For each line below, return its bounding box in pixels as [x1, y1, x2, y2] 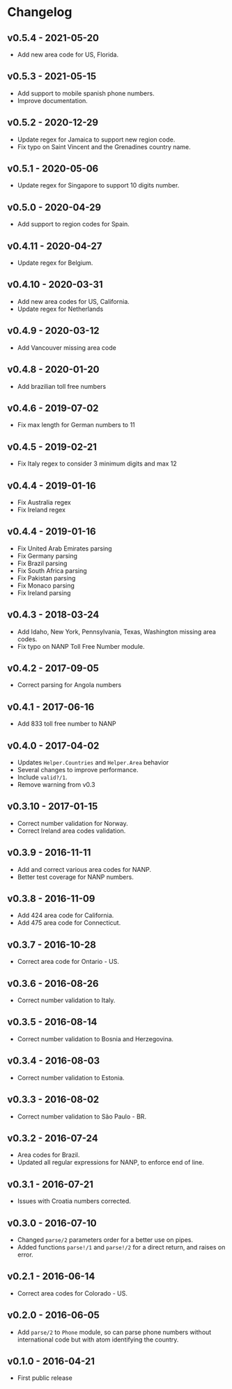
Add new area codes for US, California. [17, 297, 130, 305]
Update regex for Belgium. [17, 259, 93, 267]
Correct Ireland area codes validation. [17, 827, 126, 835]
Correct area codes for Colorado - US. [17, 1289, 127, 1297]
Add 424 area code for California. [17, 911, 114, 920]
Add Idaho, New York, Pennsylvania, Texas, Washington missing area [17, 627, 216, 636]
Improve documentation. [17, 96, 88, 105]
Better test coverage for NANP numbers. [17, 873, 134, 881]
